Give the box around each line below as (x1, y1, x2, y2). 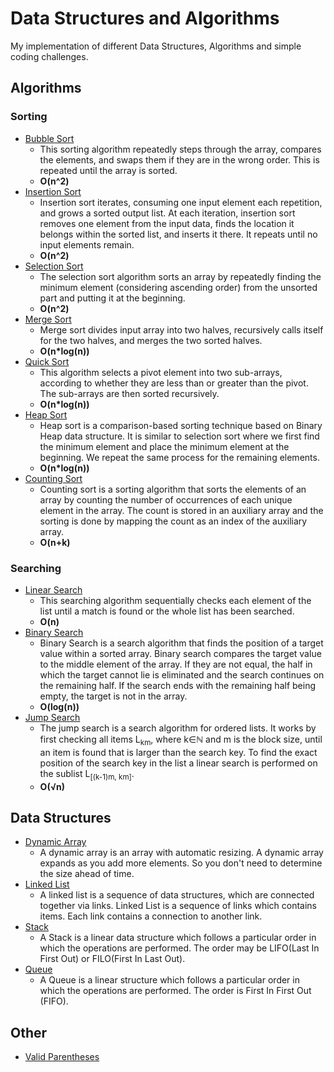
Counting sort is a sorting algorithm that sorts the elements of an (39, 483, 307, 495)
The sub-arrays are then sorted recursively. (39, 387, 220, 399)
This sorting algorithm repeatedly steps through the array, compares (39, 143, 322, 155)
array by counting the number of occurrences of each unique (39, 493, 293, 506)
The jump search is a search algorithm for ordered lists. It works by (39, 722, 317, 734)
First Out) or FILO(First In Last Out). (39, 953, 186, 965)
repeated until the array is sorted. (39, 164, 178, 176)
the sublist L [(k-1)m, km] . (39, 767, 135, 782)
